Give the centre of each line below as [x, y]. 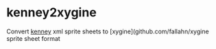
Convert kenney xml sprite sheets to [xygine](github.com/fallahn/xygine [108, 31]
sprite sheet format [34, 38]
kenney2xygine [51, 13]
